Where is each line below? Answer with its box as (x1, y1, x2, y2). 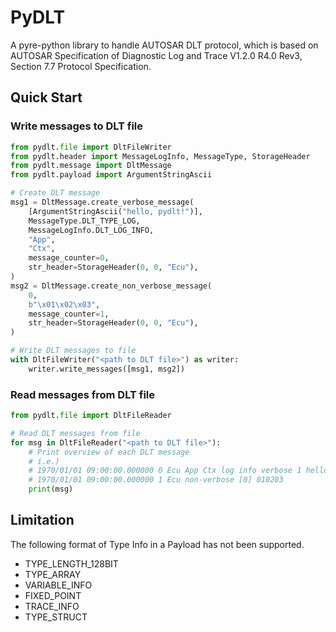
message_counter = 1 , (28, 309, 110, 319)
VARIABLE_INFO (24, 579, 93, 591)
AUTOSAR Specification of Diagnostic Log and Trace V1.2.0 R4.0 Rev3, (10, 49, 303, 61)
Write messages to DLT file (10, 119, 144, 133)
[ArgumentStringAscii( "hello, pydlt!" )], (28, 206, 203, 216)
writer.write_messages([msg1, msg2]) (28, 364, 186, 374)
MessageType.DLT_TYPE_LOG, (28, 216, 141, 226)
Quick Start (10, 89, 83, 106)
